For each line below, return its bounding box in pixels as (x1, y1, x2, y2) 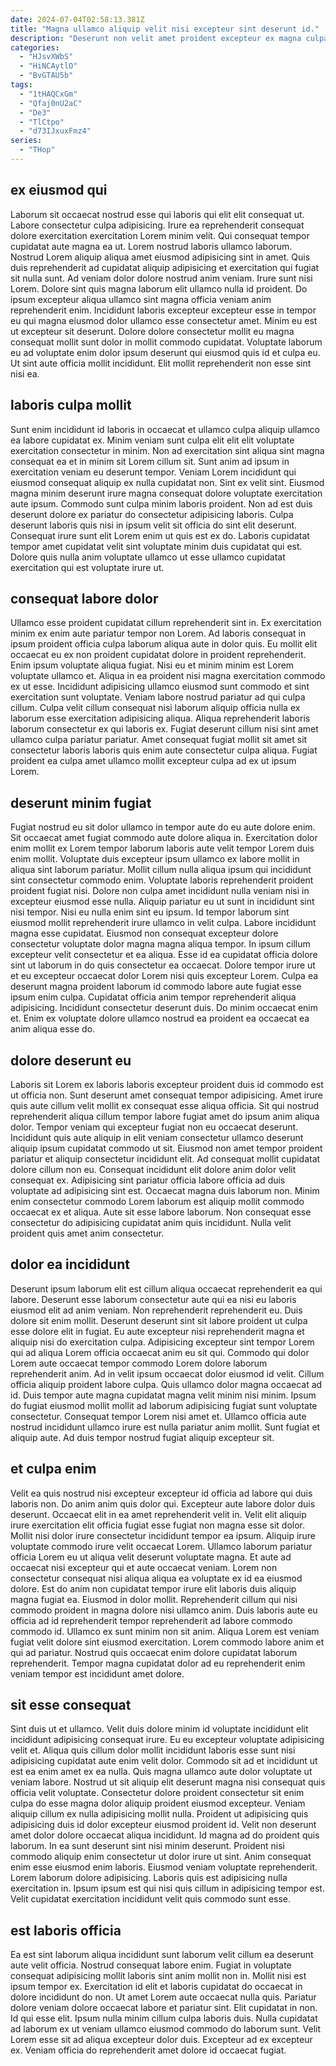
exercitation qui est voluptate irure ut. (10, 561, 165, 573)
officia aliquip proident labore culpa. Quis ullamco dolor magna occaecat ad (10, 1378, 323, 1390)
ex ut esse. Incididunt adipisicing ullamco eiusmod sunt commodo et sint (10, 681, 310, 693)
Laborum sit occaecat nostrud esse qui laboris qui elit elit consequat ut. (10, 208, 305, 220)
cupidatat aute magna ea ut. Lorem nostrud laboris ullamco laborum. (10, 240, 293, 252)
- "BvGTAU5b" (19, 71, 74, 81)
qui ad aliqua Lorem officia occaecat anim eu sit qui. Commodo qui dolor (10, 1346, 310, 1358)
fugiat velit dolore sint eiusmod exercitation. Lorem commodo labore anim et (10, 1636, 325, 1648)
